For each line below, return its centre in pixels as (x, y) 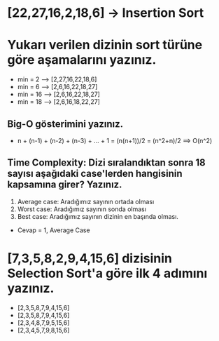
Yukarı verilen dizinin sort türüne (105, 45)
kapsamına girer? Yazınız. (65, 185)
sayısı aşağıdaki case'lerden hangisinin (95, 174)
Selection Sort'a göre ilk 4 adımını (107, 273)
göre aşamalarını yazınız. (82, 60)
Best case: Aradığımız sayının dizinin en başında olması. (98, 216)
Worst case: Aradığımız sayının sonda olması (82, 209)
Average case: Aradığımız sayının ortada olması (86, 201)
